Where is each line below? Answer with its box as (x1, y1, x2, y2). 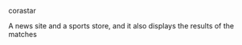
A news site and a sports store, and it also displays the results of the (8, 21, 235, 30)
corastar (8, 6, 36, 15)
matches (8, 30, 38, 39)
